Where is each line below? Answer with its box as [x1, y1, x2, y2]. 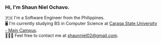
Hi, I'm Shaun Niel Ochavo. [5, 4, 70, 11]
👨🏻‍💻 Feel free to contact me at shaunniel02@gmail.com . [5, 33, 119, 39]
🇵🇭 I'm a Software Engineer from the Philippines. [5, 15, 105, 21]
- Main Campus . [5, 28, 38, 33]
